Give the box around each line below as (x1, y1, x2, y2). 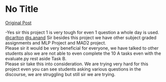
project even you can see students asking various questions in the (5, 66, 141, 72)
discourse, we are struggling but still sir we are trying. (5, 71, 116, 77)
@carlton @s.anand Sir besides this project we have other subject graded (5, 35, 157, 41)
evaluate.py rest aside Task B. (5, 55, 67, 61)
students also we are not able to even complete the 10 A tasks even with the (5, 50, 161, 56)
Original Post (5, 20, 32, 26)
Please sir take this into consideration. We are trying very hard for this (5, 61, 149, 67)
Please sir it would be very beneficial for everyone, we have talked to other (5, 45, 159, 51)
